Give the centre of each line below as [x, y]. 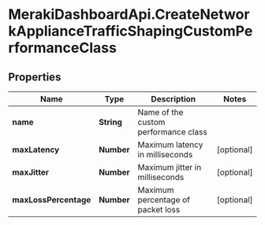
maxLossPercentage [52, 200]
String [110, 122]
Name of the [160, 112]
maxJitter [31, 172]
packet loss [159, 210]
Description [174, 99]
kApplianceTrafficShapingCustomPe [131, 31]
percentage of [164, 200]
